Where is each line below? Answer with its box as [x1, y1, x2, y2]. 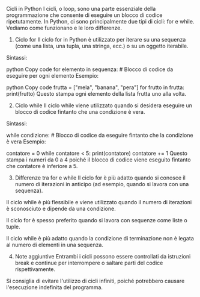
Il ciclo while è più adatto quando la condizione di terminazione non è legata [6, 235, 194, 242]
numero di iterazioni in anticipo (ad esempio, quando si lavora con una [14, 181, 189, 187]
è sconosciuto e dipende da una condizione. [6, 205, 116, 212]
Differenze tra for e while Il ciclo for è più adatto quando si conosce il [14, 174, 186, 181]
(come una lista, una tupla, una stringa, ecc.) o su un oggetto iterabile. [14, 42, 189, 49]
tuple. [6, 223, 21, 230]
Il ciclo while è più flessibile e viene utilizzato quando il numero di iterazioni [6, 199, 192, 205]
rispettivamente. [14, 266, 56, 273]
